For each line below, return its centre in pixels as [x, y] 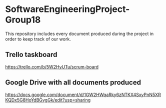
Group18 [23, 20]
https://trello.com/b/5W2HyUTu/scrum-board [52, 66]
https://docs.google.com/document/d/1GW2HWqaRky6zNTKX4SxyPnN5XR [83, 94]
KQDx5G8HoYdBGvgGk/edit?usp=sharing [48, 100]
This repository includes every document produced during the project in [79, 33]
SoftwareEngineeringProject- [67, 9]
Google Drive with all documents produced [73, 83]
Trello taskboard [31, 55]
